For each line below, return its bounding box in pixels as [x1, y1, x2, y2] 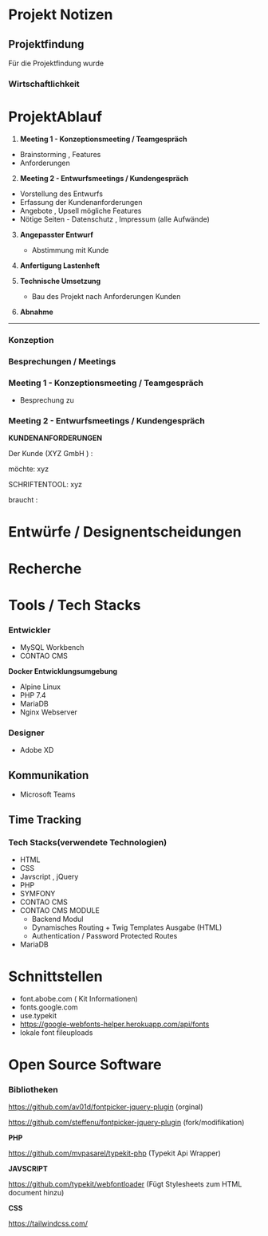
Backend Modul [31, 914, 84, 923]
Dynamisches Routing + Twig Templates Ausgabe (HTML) [31, 923, 223, 932]
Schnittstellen [8, 967, 103, 986]
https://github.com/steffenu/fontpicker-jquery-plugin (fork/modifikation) [8, 1118, 245, 1128]
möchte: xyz [8, 464, 49, 474]
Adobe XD [19, 746, 54, 755]
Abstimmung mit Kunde [31, 245, 109, 254]
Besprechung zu [19, 396, 74, 404]
